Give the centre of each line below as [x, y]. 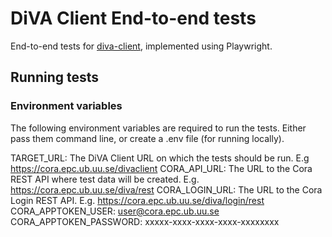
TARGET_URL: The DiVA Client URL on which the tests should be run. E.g [160, 158]
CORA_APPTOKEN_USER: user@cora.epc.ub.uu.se [115, 211]
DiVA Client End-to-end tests [133, 18]
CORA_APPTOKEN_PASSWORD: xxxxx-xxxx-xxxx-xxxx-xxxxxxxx [145, 221]
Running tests [55, 77]
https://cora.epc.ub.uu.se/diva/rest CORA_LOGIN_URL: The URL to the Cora [166, 189]
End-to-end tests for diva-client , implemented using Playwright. [141, 46]
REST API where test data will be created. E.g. [105, 179]
